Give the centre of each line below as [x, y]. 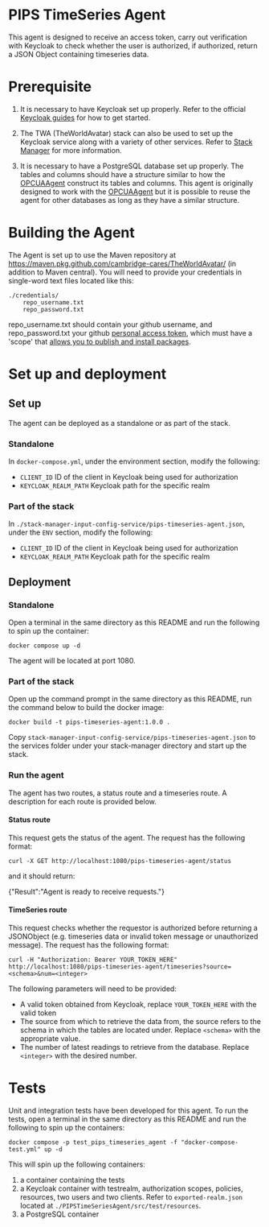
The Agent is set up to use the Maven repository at [92, 254]
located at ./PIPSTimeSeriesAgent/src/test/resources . [110, 1206]
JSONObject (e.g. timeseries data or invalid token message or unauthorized [133, 936]
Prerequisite [50, 87]
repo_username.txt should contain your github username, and [110, 324]
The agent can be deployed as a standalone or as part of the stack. [119, 423]
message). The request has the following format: [89, 945]
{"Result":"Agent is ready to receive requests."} [86, 891]
